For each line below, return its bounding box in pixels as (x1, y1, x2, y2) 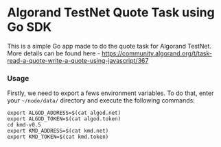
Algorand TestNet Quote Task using (7, 5, 215, 21)
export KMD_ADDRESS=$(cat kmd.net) (7, 128, 109, 135)
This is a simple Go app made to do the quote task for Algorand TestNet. (7, 42, 211, 50)
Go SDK (7, 19, 52, 35)
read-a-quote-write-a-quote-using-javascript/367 (7, 56, 149, 64)
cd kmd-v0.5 (7, 122, 41, 129)
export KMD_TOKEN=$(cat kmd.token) (7, 133, 109, 141)
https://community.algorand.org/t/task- (102, 49, 213, 57)
